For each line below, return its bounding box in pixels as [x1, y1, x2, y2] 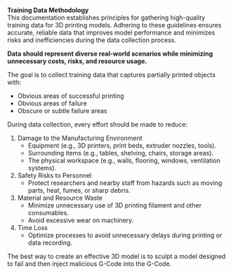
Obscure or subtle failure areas [17, 107, 107, 115]
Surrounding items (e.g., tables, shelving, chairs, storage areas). [27, 149, 214, 157]
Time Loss [17, 224, 48, 231]
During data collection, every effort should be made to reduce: [7, 120, 188, 129]
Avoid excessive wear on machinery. [27, 216, 134, 224]
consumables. [27, 209, 69, 217]
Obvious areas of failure [17, 99, 88, 108]
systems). [27, 164, 57, 172]
